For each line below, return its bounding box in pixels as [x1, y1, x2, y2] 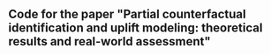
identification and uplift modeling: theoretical [8, 21, 263, 36]
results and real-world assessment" [8, 34, 211, 49]
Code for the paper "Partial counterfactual [8, 7, 246, 22]
